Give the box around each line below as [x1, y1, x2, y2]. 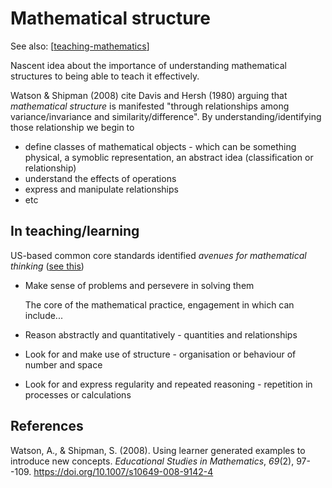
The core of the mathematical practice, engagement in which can [24, 298, 295, 311]
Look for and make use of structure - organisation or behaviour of [24, 348, 297, 360]
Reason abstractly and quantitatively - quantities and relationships [24, 328, 298, 341]
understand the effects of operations [24, 172, 177, 184]
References [10, 418, 84, 435]
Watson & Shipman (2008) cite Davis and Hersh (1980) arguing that [10, 89, 288, 101]
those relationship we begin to [10, 121, 135, 133]
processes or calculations [24, 388, 132, 401]
